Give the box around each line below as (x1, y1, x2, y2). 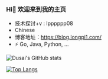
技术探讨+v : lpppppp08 (14, 20, 74, 27)
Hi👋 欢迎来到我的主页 (6, 5, 67, 13)
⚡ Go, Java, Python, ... (14, 40, 69, 48)
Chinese (14, 27, 35, 34)
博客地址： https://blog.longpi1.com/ (14, 34, 102, 41)
